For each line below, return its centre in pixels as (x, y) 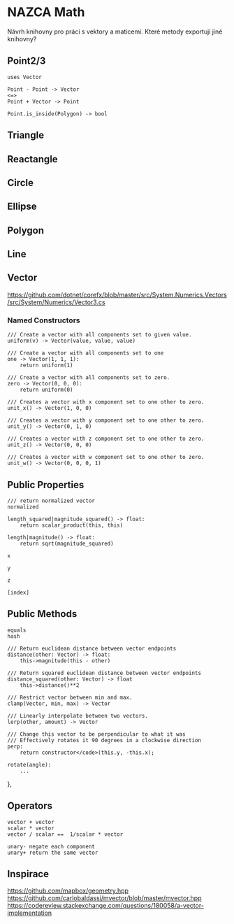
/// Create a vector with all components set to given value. (100, 335)
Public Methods (42, 614)
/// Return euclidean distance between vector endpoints (92, 648)
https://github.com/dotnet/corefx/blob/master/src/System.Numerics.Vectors (117, 294)
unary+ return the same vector (53, 853)
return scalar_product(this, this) (72, 525)
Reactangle (32, 159)
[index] (19, 593)
